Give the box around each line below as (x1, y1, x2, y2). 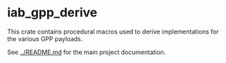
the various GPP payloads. (7, 34, 83, 42)
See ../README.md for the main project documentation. (7, 48, 166, 56)
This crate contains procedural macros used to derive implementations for (7, 27, 219, 36)
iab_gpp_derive (7, 5, 98, 21)
